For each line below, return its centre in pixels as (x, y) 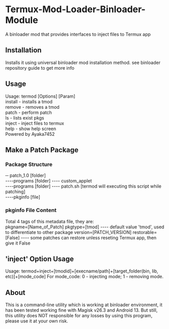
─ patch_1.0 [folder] (25, 175)
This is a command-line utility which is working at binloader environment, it (84, 305)
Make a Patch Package (42, 150)
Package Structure (29, 164)
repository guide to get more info (40, 68)
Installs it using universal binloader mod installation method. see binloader (83, 63)
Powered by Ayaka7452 (30, 134)
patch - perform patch (29, 112)
